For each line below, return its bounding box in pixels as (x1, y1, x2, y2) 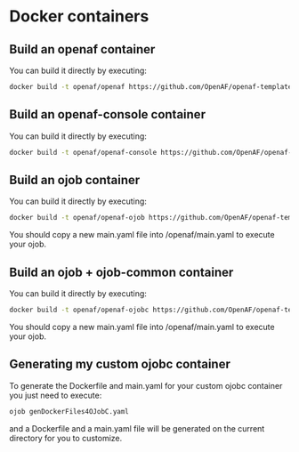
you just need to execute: (9, 390, 102, 400)
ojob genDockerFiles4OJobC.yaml (9, 407, 129, 416)
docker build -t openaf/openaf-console (9, 148, 158, 157)
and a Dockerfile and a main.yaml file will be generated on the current (9, 423, 265, 433)
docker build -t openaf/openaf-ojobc (9, 305, 149, 315)
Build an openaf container (9, 42, 156, 57)
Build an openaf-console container (9, 107, 206, 122)
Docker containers (9, 6, 149, 27)
